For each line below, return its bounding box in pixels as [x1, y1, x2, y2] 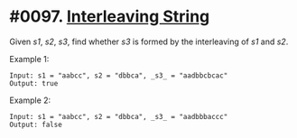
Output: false [9, 120, 63, 129]
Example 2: [9, 95, 51, 106]
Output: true [9, 78, 59, 87]
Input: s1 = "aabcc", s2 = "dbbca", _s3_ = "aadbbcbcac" [9, 70, 228, 80]
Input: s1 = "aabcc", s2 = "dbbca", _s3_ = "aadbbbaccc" [9, 112, 228, 121]
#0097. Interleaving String [9, 6, 210, 27]
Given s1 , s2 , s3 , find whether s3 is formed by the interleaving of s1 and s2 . [9, 36, 289, 47]
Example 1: [9, 53, 50, 64]
